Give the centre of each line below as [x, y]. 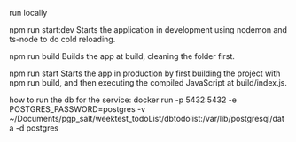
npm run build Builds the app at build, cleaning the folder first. [122, 56]
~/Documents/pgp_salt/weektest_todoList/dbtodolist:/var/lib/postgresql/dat [147, 119]
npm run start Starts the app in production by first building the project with [145, 73]
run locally [28, 13]
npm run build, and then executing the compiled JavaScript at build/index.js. [148, 82]
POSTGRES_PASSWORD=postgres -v [78, 109]
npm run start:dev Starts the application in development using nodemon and [148, 30]
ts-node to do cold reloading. [62, 39]
